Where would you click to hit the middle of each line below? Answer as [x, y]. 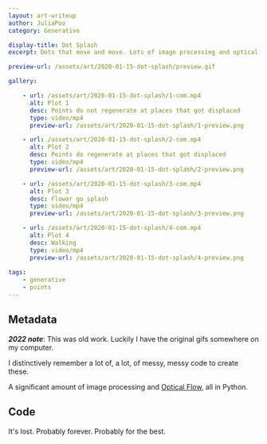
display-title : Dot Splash [53, 45]
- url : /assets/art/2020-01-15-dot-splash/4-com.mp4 [112, 228]
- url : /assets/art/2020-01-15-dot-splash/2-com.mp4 [112, 140]
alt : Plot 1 [49, 103]
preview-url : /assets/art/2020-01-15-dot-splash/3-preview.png [137, 214]
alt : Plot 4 [49, 236]
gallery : [23, 81]
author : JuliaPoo [37, 23]
